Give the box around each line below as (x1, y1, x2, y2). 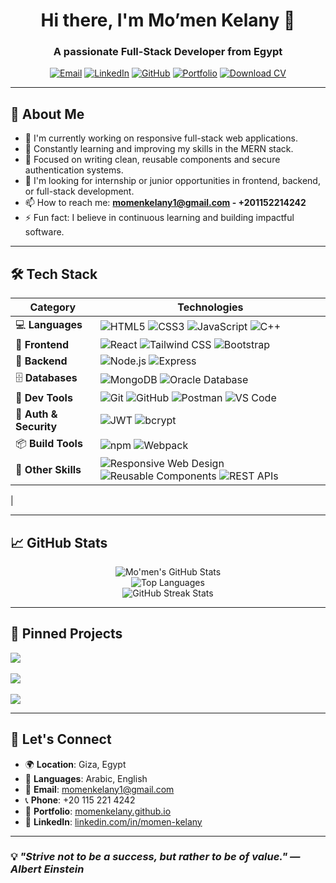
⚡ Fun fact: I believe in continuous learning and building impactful (24, 212, 295, 224)
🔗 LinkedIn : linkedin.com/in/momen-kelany (24, 815, 203, 828)
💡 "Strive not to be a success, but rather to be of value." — (10, 850, 301, 864)
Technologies (177, 300, 244, 314)
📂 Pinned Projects (10, 625, 123, 643)
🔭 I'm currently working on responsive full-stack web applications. (24, 132, 298, 144)
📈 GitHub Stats (10, 534, 108, 551)
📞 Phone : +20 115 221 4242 (24, 794, 136, 806)
